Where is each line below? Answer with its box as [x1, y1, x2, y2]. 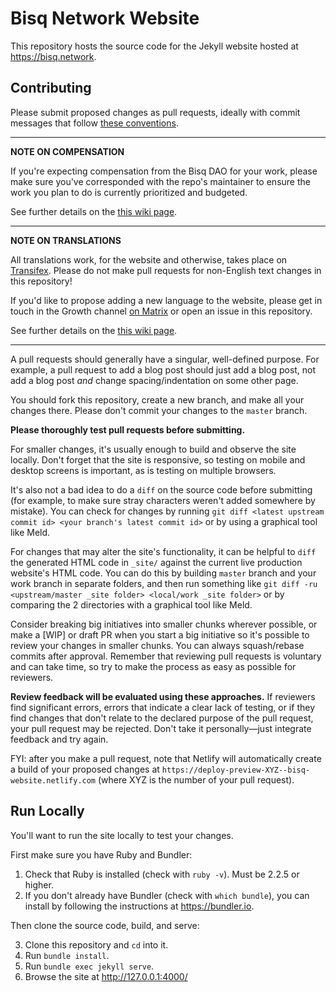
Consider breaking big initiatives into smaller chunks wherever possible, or [10, 618, 318, 630]
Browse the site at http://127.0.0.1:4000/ [24, 970, 188, 982]
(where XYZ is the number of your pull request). [97, 773, 295, 786]
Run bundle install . [24, 949, 110, 961]
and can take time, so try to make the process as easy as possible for [10, 660, 297, 672]
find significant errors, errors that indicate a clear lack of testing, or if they [10, 701, 315, 713]
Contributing [10, 80, 92, 97]
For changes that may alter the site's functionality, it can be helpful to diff [10, 545, 317, 557]
